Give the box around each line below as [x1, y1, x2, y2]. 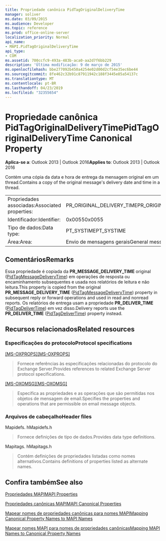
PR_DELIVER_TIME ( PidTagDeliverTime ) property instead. [5, 310, 123, 317]
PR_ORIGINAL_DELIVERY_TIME [66, 202, 137, 209]
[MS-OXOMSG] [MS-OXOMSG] [5, 381, 68, 387]
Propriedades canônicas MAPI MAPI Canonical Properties [5, 500, 122, 506]
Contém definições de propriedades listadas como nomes [17, 453, 135, 459]
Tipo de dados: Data [7, 224, 53, 231]
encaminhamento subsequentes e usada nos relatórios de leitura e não [5, 279, 150, 285]
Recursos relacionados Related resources [5, 325, 135, 333]
